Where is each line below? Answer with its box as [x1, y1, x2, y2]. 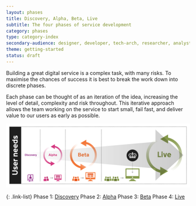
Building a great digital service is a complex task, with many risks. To [6, 69, 171, 76]
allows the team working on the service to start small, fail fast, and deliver [6, 105, 183, 112]
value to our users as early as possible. [6, 112, 100, 119]
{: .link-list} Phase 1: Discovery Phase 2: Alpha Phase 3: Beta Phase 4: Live [6, 193, 185, 200]
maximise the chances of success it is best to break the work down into [6, 75, 178, 83]
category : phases [6, 28, 48, 34]
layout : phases [6, 9, 43, 15]
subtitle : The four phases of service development [6, 22, 132, 28]
